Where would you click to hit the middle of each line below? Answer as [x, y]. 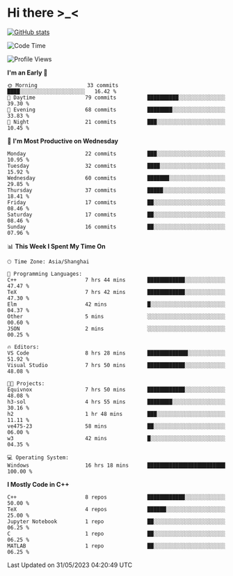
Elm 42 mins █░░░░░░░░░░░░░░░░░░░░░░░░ [116, 304]
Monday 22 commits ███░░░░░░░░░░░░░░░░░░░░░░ [116, 154]
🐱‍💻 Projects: [26, 383]
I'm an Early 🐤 [27, 72]
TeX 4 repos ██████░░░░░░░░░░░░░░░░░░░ [116, 509]
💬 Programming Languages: [45, 274]
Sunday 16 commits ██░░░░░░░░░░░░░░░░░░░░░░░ [116, 227]
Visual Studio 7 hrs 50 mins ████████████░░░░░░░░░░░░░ [116, 365]
